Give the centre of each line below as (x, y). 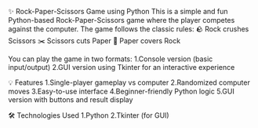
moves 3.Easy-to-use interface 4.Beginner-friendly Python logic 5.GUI (122, 91)
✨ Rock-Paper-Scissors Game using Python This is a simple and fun (118, 11)
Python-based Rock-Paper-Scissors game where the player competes (122, 20)
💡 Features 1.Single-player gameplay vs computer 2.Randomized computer (129, 82)
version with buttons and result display (71, 100)
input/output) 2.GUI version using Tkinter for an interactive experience (122, 67)
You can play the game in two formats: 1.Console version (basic (111, 59)
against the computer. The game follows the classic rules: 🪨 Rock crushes (129, 29)
